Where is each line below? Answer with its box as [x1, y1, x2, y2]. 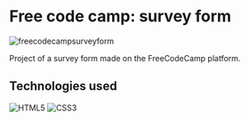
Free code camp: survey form [9, 6, 232, 27]
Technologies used [9, 78, 117, 94]
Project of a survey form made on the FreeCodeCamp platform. [9, 52, 241, 63]
